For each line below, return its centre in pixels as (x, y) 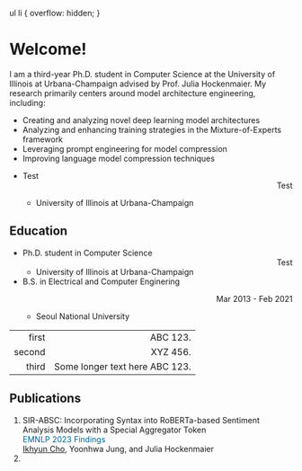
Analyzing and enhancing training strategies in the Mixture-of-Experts (151, 129)
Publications (45, 399)
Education (39, 231)
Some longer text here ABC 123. (122, 366)
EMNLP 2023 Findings (64, 439)
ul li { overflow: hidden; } (55, 13)
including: (28, 102)
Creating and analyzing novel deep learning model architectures (141, 120)
